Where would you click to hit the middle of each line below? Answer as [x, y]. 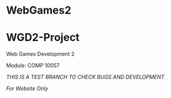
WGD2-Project [43, 38]
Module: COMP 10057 [33, 65]
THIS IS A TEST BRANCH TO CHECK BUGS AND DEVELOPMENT [85, 77]
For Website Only [27, 88]
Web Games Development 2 [40, 54]
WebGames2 [39, 10]
